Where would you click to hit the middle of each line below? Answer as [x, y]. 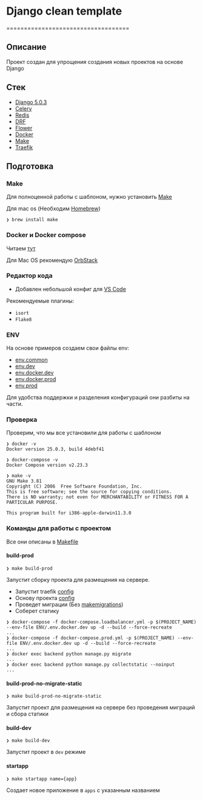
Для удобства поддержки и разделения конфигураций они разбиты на [98, 398]
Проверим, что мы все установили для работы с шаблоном [84, 433]
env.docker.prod [35, 379]
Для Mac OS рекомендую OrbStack [52, 260]
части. [15, 404]
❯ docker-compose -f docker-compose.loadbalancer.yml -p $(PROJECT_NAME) [102, 622]
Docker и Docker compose [46, 235]
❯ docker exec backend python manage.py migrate [69, 654]
